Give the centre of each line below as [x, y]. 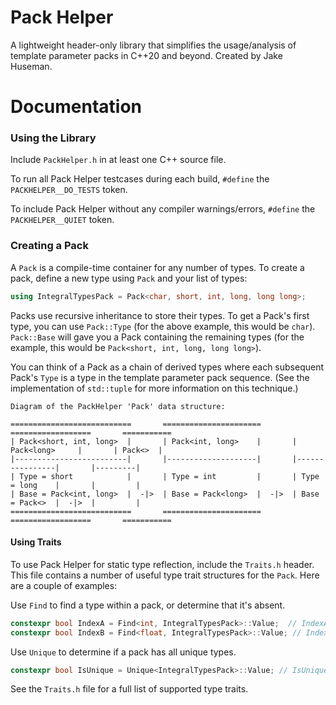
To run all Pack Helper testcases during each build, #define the [140, 179]
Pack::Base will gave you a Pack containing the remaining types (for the [157, 337]
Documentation [76, 107]
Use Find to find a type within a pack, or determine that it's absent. [148, 605]
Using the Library [53, 138]
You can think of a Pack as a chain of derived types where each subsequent [167, 367]
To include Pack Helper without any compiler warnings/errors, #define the [163, 209]
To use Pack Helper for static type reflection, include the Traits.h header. [162, 564]
